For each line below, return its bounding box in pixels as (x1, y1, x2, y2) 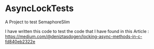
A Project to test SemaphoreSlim (5, 19, 70, 25)
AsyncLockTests (5, 3, 74, 14)
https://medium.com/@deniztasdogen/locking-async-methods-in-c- (5, 33, 142, 39)
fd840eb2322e (5, 38, 35, 44)
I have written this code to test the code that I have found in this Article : (5, 28, 149, 34)
